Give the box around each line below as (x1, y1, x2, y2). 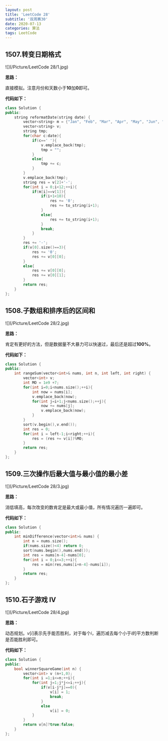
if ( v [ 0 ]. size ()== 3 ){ (23, 245, 66, 250)
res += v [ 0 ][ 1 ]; (31, 273, 66, 278)
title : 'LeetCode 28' (5, 12, 50, 17)
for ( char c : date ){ (23, 133, 61, 138)
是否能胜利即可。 (5, 636, 40, 642)
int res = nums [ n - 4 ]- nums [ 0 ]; (23, 552, 86, 557)
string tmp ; (23, 128, 48, 134)
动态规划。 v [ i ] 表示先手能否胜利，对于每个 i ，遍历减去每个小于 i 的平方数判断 (5, 630, 159, 636)
